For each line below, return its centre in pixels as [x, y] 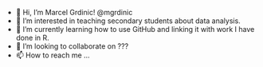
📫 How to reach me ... [53, 55]
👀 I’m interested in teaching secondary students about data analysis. [128, 21]
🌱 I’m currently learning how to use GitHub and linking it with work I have [135, 29]
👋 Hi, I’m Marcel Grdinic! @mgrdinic [74, 12]
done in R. [32, 37]
